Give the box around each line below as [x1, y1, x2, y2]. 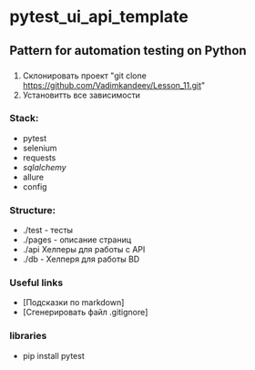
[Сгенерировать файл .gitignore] [22, 307, 148, 318]
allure [22, 171, 44, 182]
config [22, 180, 47, 192]
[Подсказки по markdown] [22, 297, 125, 308]
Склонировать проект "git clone [22, 70, 148, 81]
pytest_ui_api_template [9, 6, 189, 27]
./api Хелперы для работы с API [22, 244, 146, 255]
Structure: [9, 203, 56, 216]
